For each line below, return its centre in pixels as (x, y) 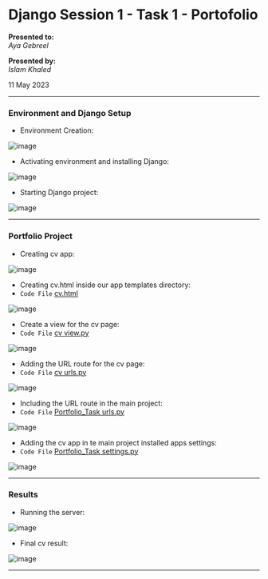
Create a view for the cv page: (69, 324)
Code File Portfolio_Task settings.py (79, 451)
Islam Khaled (30, 69)
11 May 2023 (29, 85)
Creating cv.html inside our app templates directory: (105, 285)
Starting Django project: (59, 193)
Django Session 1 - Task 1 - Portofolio (133, 15)
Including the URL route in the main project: (91, 403)
